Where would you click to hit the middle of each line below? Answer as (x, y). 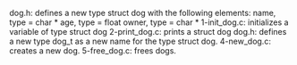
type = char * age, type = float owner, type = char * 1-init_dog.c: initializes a (149, 22)
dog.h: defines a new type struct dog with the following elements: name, (143, 13)
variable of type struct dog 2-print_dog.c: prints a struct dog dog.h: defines (148, 32)
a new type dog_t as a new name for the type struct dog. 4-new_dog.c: (140, 41)
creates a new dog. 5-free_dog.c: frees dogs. (93, 51)
